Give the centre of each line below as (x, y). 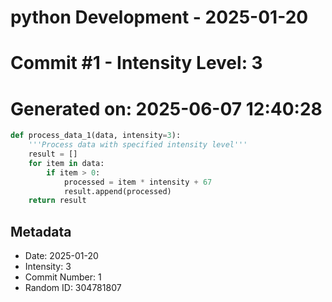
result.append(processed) (117, 191)
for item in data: (66, 163)
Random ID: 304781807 (73, 288)
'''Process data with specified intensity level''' (138, 145)
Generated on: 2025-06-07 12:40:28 (166, 108)
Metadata (41, 231)
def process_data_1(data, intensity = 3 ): (96, 136)
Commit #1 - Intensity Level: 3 (136, 63)
